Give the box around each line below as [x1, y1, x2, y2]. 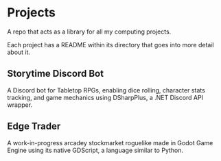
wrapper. [7, 101, 33, 109]
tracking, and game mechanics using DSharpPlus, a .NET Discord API [7, 93, 204, 101]
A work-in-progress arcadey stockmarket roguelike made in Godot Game [7, 138, 213, 147]
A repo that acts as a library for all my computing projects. [7, 27, 172, 36]
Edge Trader [7, 121, 61, 132]
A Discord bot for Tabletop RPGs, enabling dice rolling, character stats [7, 86, 206, 94]
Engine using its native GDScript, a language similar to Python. [7, 146, 184, 154]
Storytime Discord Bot [7, 68, 104, 79]
